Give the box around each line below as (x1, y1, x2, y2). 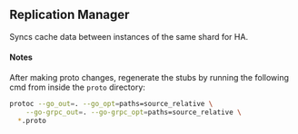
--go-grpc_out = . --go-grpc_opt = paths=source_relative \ (25, 108, 243, 117)
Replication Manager (9, 7, 130, 23)
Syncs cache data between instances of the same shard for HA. (9, 31, 248, 42)
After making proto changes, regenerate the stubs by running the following (9, 72, 289, 83)
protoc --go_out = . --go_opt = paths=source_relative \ (9, 100, 214, 109)
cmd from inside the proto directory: (9, 81, 145, 93)
